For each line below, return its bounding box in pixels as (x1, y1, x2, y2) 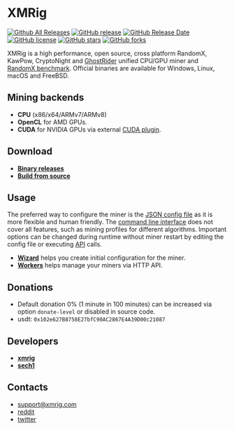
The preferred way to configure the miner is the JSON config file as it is (7, 210, 213, 219)
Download (7, 146, 52, 158)
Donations (7, 282, 54, 293)
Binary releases (17, 164, 64, 172)
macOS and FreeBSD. (7, 71, 70, 80)
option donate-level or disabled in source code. (17, 307, 156, 316)
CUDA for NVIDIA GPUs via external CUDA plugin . (17, 125, 162, 134)
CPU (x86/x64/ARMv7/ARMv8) (17, 110, 107, 118)
